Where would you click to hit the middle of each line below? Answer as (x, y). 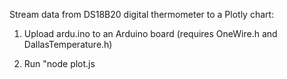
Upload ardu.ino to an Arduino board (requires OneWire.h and (150, 33)
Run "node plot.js (59, 63)
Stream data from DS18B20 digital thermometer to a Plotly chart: (142, 14)
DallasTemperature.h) (68, 44)
